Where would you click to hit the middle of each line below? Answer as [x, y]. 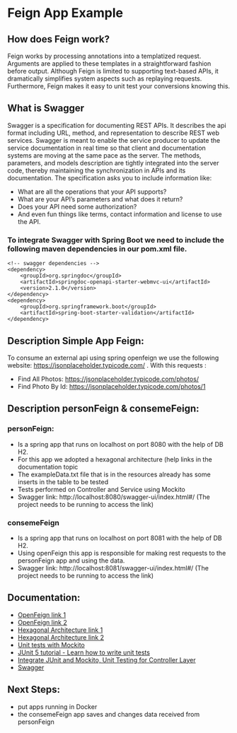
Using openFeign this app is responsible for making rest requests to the [122, 553]
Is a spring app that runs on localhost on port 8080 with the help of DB [121, 444]
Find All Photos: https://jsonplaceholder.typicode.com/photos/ [108, 379]
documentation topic [48, 467]
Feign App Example [65, 13]
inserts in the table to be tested [63, 481]
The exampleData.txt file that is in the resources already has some [114, 474]
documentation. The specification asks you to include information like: [110, 177]
